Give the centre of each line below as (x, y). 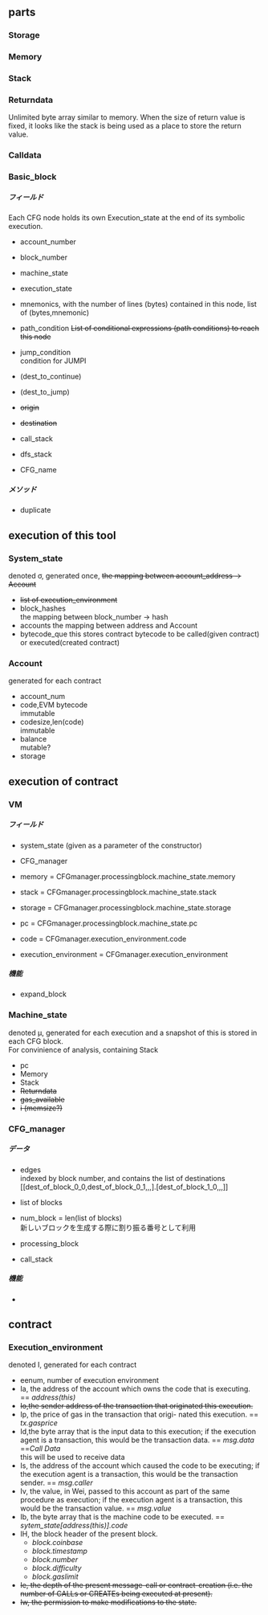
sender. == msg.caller (57, 1483)
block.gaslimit (55, 1576)
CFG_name (39, 470)
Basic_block (32, 177)
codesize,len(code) (52, 722)
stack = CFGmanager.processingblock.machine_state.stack (118, 892)
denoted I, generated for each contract (73, 1365)
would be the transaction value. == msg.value (96, 1508)
